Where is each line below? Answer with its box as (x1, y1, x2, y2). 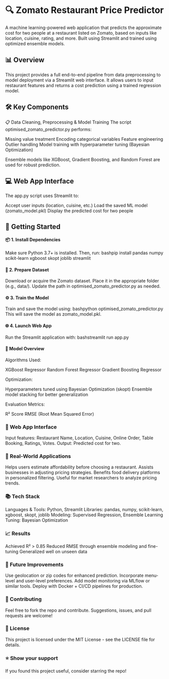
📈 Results (5, 530, 31, 537)
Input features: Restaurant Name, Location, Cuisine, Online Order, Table (5, 435, 153, 441)
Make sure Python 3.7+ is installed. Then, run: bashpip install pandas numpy (5, 250, 163, 256)
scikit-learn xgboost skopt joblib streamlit (5, 255, 91, 261)
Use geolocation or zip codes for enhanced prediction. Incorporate (5, 572, 144, 578)
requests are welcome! (5, 612, 53, 619)
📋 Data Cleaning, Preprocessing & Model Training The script (5, 119, 132, 125)
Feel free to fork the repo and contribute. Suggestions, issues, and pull (5, 607, 152, 613)
